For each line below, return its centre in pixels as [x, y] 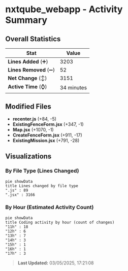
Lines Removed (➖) [31, 70]
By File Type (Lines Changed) [42, 171]
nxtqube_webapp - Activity [64, 9]
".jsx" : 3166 [20, 195]
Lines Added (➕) [28, 62]
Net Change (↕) [27, 78]
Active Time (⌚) [27, 87]
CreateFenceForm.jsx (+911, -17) [47, 135]
